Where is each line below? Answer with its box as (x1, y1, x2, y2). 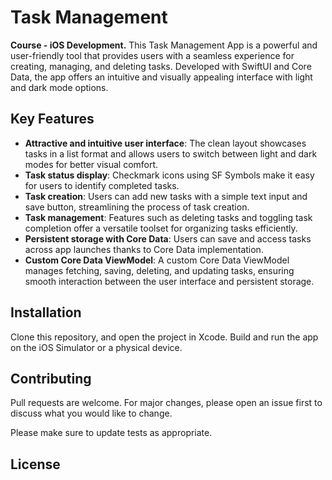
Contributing (10, 370, 92, 387)
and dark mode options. (10, 81, 109, 93)
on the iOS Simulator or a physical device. (10, 341, 183, 353)
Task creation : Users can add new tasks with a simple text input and (24, 190, 308, 202)
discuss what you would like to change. (10, 407, 173, 420)
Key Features (10, 111, 95, 128)
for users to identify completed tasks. (24, 179, 180, 191)
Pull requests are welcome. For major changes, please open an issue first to (10, 397, 323, 409)
